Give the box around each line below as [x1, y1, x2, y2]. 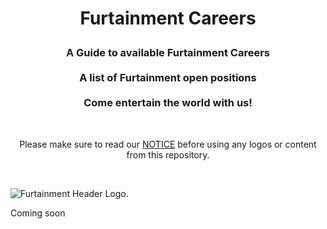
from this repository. [126, 148, 210, 161]
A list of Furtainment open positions [79, 71, 257, 85]
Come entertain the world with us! [83, 96, 253, 110]
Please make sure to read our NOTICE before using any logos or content [19, 138, 317, 150]
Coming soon [10, 207, 66, 219]
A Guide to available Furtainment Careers [65, 46, 271, 60]
